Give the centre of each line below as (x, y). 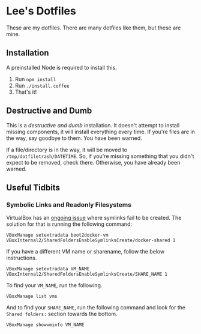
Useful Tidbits (33, 187)
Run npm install (35, 79)
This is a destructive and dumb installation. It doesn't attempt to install (93, 125)
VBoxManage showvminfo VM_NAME (45, 325)
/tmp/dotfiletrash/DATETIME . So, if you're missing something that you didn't (100, 156)
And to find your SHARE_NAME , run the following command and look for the (96, 308)
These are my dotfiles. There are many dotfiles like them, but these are (94, 28)
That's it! (26, 92)
